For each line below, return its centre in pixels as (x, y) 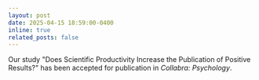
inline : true (29, 30)
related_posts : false (44, 37)
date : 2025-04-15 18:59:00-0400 (61, 23)
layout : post (29, 15)
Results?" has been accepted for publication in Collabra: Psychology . (120, 68)
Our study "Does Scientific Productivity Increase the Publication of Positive (129, 60)
